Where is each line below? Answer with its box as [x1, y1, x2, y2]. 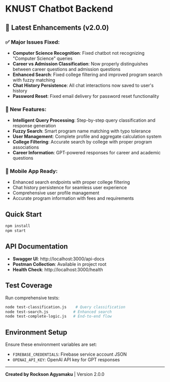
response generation [12, 123, 57, 129]
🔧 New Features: [5, 106, 47, 113]
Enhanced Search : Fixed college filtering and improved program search [12, 72, 163, 78]
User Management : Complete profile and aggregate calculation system [12, 133, 162, 140]
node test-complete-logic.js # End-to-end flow [5, 314, 112, 319]
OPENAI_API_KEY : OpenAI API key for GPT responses [12, 357, 120, 363]
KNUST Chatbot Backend [5, 3, 113, 15]
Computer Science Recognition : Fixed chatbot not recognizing [12, 50, 145, 56]
